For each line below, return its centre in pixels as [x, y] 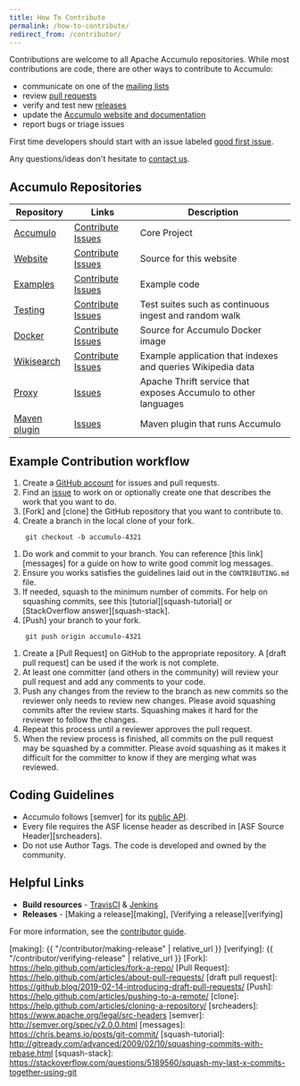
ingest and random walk [190, 316]
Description [213, 213]
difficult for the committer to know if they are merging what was [139, 758]
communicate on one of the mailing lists [96, 87]
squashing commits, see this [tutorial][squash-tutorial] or [127, 601]
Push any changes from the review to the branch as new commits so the [155, 691]
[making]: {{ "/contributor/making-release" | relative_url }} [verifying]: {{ [142, 948]
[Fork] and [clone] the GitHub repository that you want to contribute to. [153, 511]
